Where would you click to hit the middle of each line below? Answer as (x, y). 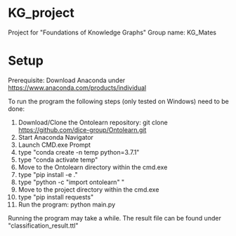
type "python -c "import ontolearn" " (71, 182)
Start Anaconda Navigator (56, 137)
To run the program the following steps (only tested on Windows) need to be (118, 101)
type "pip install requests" (56, 197)
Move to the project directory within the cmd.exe (88, 189)
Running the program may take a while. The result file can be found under (115, 218)
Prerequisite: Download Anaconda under (67, 80)
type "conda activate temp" (58, 159)
